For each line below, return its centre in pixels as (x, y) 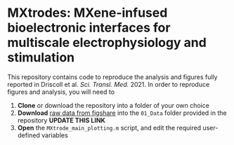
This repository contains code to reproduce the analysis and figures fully (112, 77)
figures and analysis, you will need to (61, 92)
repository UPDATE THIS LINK (61, 120)
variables (55, 135)
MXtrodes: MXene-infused (87, 13)
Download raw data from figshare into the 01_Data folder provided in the (122, 113)
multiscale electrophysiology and (107, 43)
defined (29, 135)
